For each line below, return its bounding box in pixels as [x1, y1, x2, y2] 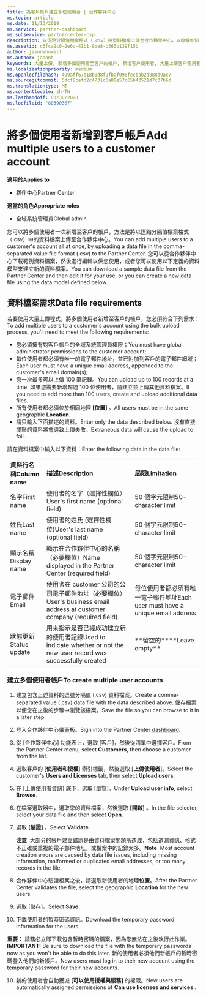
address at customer [46, 605, 106, 614]
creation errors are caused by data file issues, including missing [15, 851, 177, 858]
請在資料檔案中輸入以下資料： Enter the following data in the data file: [7, 445, 181, 453]
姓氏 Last [10, 521, 35, 529]
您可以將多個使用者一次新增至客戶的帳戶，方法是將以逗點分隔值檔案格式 [7, 228, 189, 235]
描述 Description [46, 469, 94, 478]
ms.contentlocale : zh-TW [7, 89, 70, 95]
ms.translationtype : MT [7, 83, 68, 89]
